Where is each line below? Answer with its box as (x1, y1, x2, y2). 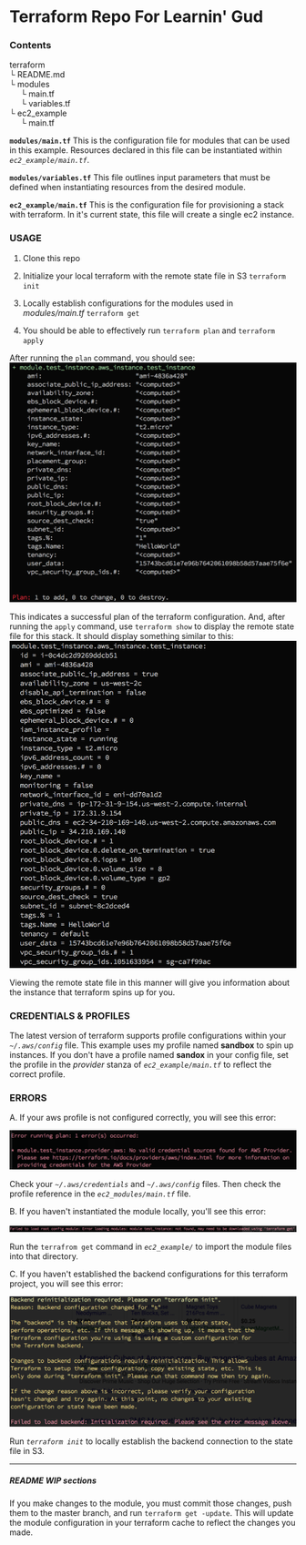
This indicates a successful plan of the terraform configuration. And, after (9, 612, 286, 623)
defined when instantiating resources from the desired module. (9, 182, 246, 193)
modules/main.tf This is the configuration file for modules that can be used (9, 135, 291, 147)
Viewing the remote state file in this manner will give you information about (9, 977, 290, 988)
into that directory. (9, 1251, 79, 1262)
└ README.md (9, 69, 66, 80)
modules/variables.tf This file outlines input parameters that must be (9, 172, 270, 183)
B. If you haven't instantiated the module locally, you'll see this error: (9, 1206, 267, 1217)
